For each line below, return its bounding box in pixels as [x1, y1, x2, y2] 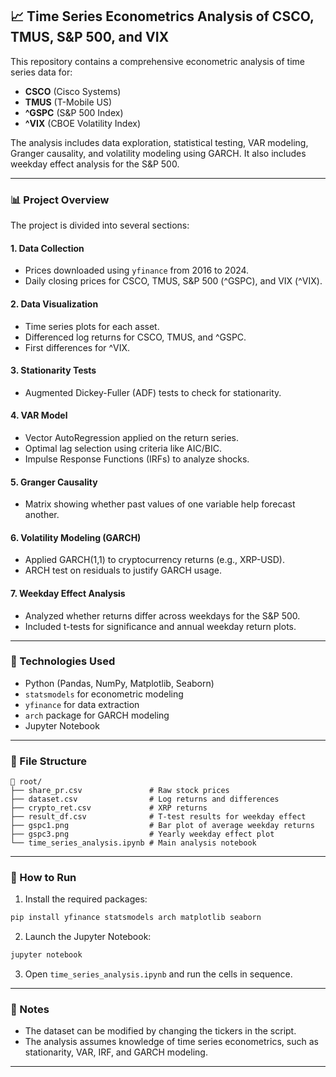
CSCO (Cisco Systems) [24, 85, 122, 97]
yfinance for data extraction [24, 698, 140, 710]
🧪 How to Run [10, 871, 77, 885]
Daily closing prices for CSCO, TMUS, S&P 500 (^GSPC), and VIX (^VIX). [24, 275, 323, 287]
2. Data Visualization [10, 298, 99, 310]
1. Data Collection [10, 242, 85, 254]
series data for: [10, 66, 73, 78]
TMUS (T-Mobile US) [24, 96, 113, 108]
